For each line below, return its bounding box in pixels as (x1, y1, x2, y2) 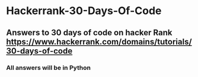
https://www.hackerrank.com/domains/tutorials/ (6, 36, 192, 46)
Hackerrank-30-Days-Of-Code (6, 4, 162, 18)
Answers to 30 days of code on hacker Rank (6, 28, 173, 38)
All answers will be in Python (6, 63, 91, 72)
